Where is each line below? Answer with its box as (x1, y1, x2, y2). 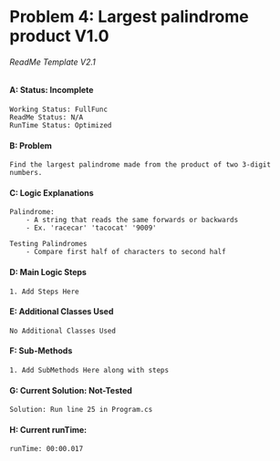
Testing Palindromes (9, 240, 88, 249)
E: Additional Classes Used (9, 306, 114, 317)
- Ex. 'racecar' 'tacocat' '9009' (26, 223, 157, 233)
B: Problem (9, 139, 53, 151)
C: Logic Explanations (9, 187, 94, 198)
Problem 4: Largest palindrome (9, 6, 249, 27)
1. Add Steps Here (9, 287, 79, 296)
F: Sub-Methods (9, 345, 73, 356)
